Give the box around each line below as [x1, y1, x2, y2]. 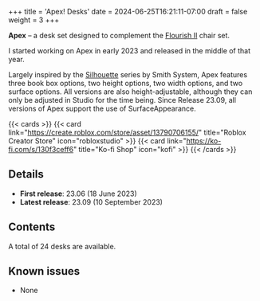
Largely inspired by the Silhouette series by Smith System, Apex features [8, 70, 248, 79]
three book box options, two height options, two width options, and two [8, 79, 243, 88]
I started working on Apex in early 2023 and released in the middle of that [8, 46, 251, 55]
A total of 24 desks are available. [8, 241, 116, 251]
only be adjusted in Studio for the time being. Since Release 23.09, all [8, 96, 237, 104]
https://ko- [186, 136, 222, 146]
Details [8, 167, 44, 182]
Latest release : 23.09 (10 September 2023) [19, 197, 163, 206]
